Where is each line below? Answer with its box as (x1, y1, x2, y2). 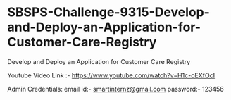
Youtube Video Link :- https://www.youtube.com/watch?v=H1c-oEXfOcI (7, 71, 216, 80)
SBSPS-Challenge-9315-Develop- (7, 4, 210, 20)
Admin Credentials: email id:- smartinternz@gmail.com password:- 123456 (7, 85, 224, 93)
